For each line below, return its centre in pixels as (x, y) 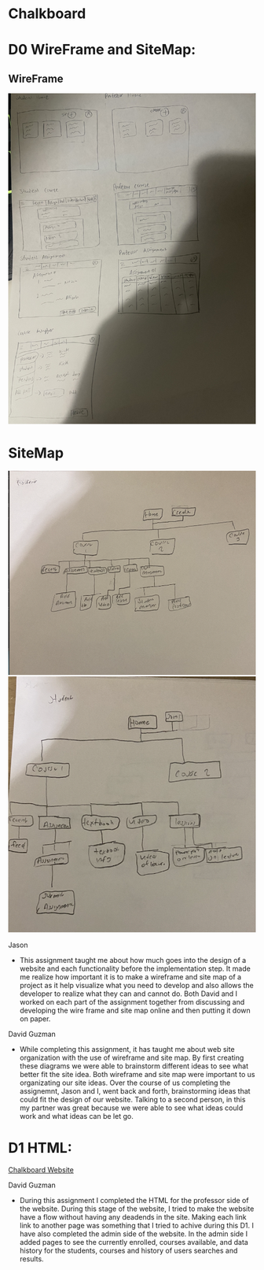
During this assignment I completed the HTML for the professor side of (134, 1201)
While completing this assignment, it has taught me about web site (127, 1050)
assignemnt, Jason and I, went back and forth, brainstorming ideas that (135, 1091)
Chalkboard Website (41, 1170)
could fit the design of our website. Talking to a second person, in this (132, 1100)
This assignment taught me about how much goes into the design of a (133, 961)
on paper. (35, 1019)
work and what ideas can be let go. (76, 1116)
